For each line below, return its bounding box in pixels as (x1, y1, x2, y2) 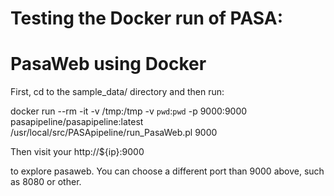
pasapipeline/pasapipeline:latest (10, 116, 144, 128)
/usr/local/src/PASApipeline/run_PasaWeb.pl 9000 (10, 127, 218, 139)
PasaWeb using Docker (10, 53, 207, 76)
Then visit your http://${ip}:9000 (10, 146, 145, 158)
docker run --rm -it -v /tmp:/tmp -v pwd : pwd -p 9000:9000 (10, 105, 248, 117)
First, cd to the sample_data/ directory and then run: (10, 86, 225, 98)
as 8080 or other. (10, 176, 82, 188)
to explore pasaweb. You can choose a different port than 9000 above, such (10, 165, 325, 177)
